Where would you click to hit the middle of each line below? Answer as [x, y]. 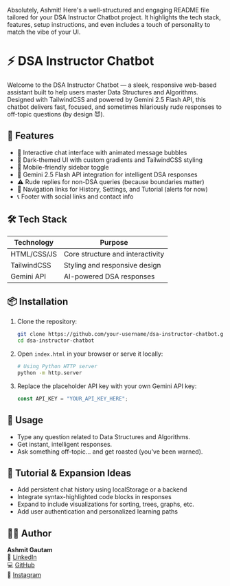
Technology [33, 242]
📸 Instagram [24, 575]
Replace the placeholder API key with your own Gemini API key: [107, 386]
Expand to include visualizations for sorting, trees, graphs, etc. [105, 504]
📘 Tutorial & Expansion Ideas [69, 473]
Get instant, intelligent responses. [65, 444]
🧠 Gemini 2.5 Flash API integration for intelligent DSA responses [107, 174]
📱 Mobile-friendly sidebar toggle [63, 167]
